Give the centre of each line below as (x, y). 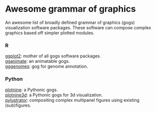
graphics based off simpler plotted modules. (50, 33)
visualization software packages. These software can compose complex (78, 27)
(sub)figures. (18, 105)
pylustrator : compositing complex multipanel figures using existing (72, 100)
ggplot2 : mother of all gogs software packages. (53, 56)
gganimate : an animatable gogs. (38, 61)
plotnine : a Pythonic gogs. (31, 90)
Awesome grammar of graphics (70, 9)
